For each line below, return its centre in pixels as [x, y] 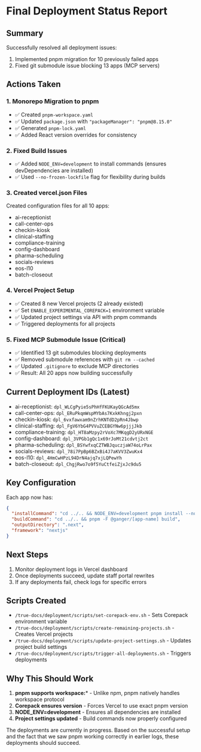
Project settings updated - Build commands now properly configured [101, 718]
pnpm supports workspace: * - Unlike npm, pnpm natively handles [97, 693]
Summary [25, 33]
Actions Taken [33, 84]
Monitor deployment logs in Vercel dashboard [71, 569]
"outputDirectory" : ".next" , [48, 525]
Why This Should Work [50, 679]
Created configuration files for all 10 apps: [58, 206]
